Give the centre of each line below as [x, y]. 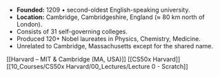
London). [29, 24]
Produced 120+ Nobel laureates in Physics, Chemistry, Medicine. [108, 39]
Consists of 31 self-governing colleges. [72, 31]
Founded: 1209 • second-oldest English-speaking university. [103, 10]
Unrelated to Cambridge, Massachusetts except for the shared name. [115, 46]
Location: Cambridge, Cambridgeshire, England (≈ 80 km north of [110, 17]
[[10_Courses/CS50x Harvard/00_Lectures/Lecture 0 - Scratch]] [97, 66]
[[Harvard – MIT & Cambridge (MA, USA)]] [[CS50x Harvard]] [93, 59]
